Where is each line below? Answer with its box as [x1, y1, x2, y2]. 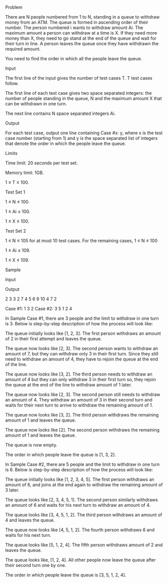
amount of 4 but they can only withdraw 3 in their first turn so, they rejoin [5, 376, 156, 382]
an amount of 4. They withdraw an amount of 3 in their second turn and [5, 397, 152, 403]
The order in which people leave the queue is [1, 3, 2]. [5, 452, 116, 458]
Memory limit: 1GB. [5, 170, 44, 175]
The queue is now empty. [5, 442, 57, 448]
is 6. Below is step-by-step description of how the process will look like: [5, 467, 153, 473]
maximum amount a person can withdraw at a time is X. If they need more [5, 30, 157, 36]
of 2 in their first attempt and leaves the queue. [5, 336, 102, 341]
